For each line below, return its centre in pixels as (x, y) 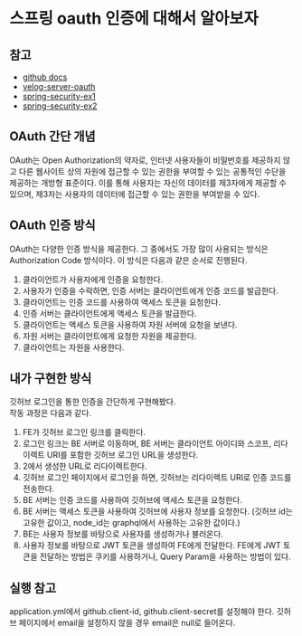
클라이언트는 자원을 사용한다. (73, 347)
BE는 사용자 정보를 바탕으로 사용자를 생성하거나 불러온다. (123, 534)
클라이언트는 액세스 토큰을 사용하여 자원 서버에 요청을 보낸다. (130, 324)
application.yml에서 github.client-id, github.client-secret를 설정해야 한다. (142, 612)
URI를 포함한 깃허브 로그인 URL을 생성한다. (123, 455)
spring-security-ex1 (59, 96)
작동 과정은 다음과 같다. (51, 413)
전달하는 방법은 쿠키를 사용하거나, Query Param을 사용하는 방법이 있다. (165, 556)
